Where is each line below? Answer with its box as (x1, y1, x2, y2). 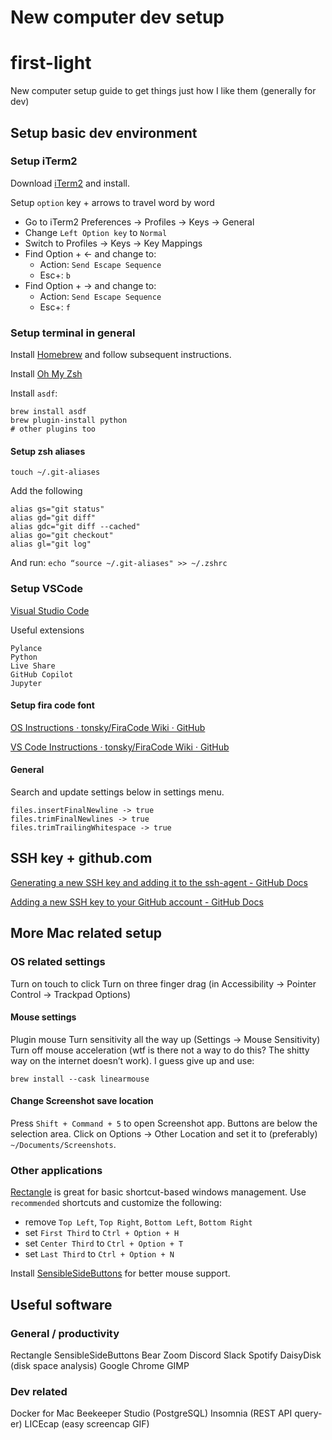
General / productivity (10, 1326, 120, 1340)
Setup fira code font (10, 699, 95, 711)
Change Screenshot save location (10, 1095, 154, 1107)
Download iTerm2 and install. (10, 177, 131, 189)
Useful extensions (10, 624, 85, 636)
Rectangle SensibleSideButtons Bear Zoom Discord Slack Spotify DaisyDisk (10, 1349, 322, 1361)
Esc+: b (39, 269, 71, 281)
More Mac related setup (10, 925, 162, 942)
